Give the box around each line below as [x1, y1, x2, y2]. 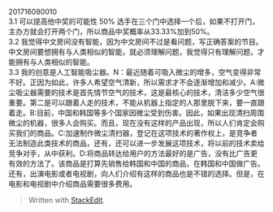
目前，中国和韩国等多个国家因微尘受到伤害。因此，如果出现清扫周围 [36, 108, 265, 117]
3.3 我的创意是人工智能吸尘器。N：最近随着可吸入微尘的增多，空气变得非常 [8, 67, 262, 76]
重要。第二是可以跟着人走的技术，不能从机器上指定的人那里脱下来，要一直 [8, 97, 258, 107]
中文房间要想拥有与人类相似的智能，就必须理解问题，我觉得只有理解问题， [8, 47, 258, 56]
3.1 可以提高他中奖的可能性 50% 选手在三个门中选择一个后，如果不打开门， [8, 16, 260, 26]
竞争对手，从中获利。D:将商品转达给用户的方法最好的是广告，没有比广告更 [8, 149, 258, 158]
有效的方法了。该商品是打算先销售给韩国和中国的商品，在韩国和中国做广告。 [8, 158, 265, 168]
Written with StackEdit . [28, 195, 106, 205]
